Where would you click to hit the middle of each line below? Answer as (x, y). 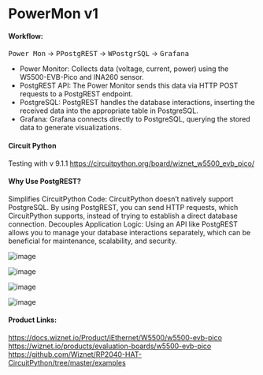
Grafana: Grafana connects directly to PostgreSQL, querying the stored (135, 119)
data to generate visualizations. (70, 128)
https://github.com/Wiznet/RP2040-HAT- (75, 354)
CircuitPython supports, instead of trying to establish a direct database (123, 216)
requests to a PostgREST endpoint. (76, 94)
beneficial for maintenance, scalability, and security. (93, 241)
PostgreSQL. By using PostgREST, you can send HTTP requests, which (123, 207)
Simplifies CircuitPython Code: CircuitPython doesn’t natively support (121, 199)
